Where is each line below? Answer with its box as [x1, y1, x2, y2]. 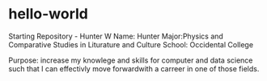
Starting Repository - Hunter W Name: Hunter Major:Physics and [8, 31, 224, 41]
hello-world [8, 5, 89, 23]
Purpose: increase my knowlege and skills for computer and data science [8, 55, 253, 65]
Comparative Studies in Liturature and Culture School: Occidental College [8, 39, 253, 49]
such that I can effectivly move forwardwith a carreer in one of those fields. [8, 63, 260, 73]
